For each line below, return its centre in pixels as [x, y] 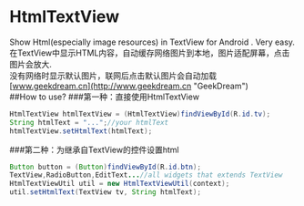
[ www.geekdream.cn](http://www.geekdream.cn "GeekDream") [129, 86]
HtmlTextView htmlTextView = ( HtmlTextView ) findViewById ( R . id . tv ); [140, 114]
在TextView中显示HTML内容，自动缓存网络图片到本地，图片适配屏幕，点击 [150, 53]
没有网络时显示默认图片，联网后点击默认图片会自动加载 [113, 76]
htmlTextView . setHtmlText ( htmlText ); [81, 131]
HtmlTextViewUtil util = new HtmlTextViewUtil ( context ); [120, 184]
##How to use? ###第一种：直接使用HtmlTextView [105, 97]
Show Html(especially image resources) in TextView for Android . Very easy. [152, 42]
